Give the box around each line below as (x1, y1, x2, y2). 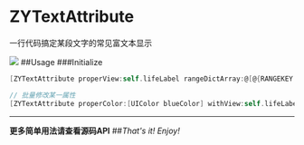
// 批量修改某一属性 (9, 91, 76, 100)
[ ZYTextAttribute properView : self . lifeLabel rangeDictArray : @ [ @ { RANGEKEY (9, 74, 294, 83)
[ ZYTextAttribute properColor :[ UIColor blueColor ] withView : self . (9, 99, 265, 108)
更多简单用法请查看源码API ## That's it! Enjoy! (9, 125, 181, 136)
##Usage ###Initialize (20, 56, 103, 67)
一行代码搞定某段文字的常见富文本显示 (9, 37, 152, 48)
